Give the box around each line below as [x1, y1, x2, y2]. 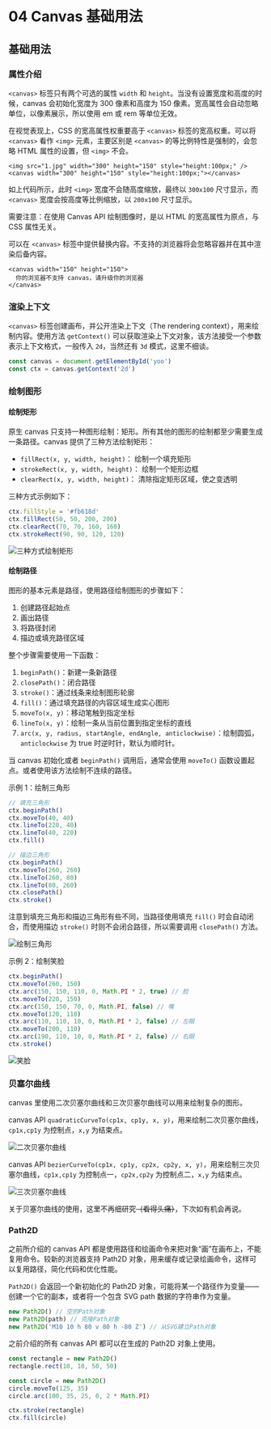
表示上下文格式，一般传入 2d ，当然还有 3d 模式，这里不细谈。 [8, 341, 214, 351]
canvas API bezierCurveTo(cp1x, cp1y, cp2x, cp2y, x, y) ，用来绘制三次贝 [8, 1160, 260, 1169]
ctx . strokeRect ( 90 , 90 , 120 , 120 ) [8, 530, 125, 538]
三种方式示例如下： [8, 491, 73, 502]
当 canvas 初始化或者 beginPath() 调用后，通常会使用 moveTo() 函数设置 [8, 755, 248, 765]
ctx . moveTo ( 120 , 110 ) [8, 1010, 82, 1018]
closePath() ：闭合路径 [19, 677, 96, 687]
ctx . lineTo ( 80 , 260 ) [8, 881, 78, 889]
